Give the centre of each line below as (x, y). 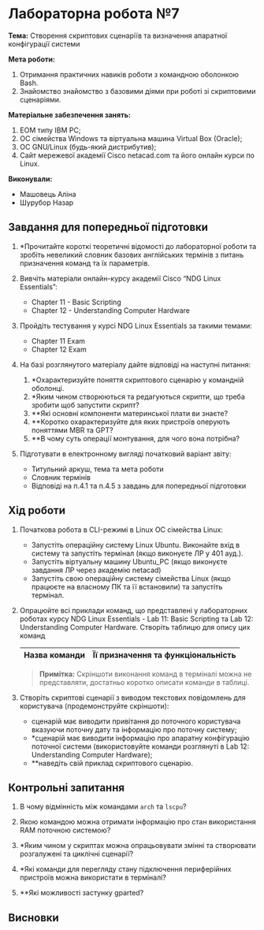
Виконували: (30, 179)
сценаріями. (40, 99)
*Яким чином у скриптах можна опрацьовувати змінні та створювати (138, 846)
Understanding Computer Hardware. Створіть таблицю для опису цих (135, 627)
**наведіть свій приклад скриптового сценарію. (112, 763)
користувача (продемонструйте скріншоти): (94, 705)
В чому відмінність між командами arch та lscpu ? (103, 807)
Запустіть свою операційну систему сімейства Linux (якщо (131, 578)
